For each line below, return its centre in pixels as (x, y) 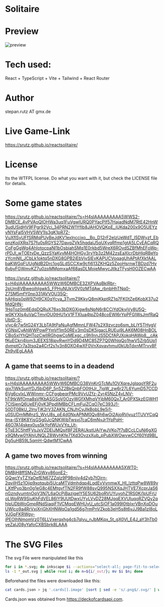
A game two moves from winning (56, 456)
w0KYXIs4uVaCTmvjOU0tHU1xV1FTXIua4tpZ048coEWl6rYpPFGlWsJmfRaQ (82, 315)
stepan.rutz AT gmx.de (28, 112)
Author (20, 98)
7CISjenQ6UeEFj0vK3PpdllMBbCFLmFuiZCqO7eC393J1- (62, 404)
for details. (16, 183)
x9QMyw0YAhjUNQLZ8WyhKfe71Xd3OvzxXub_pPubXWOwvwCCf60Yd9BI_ (82, 435)
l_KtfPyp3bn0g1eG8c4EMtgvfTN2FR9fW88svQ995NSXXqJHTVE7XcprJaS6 (82, 488)
